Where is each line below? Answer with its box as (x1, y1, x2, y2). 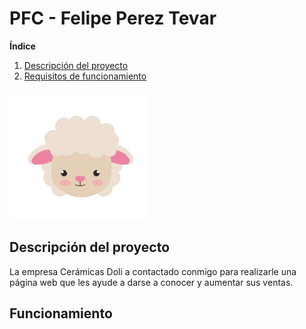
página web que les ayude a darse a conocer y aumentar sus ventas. (9, 276, 294, 288)
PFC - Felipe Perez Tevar (9, 7, 217, 30)
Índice (9, 40, 36, 52)
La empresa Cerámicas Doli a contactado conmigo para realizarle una (9, 265, 297, 277)
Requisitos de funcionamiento (23, 70, 147, 82)
